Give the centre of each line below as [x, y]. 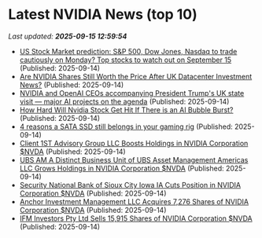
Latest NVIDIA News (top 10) [103, 15]
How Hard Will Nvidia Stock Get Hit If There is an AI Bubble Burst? [126, 110]
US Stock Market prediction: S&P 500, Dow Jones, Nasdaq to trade [128, 51]
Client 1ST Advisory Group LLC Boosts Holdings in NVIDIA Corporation [134, 143]
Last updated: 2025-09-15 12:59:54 [68, 36]
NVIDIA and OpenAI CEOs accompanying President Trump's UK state [132, 93]
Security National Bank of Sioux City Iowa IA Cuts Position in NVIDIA [130, 185]
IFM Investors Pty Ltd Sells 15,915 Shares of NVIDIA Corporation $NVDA [136, 218]
